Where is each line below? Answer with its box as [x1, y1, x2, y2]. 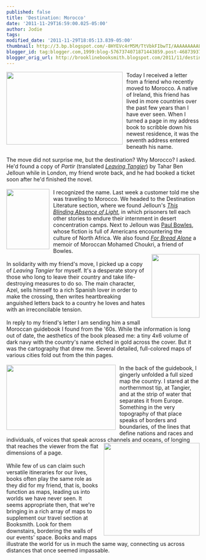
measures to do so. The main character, [34, 279, 135, 287]
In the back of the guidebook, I [119, 364, 197, 371]
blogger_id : [6, 49, 37, 55]
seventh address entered [126, 136, 189, 144]
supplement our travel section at [6, 514, 88, 521]
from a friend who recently [126, 78, 194, 85]
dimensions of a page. [6, 448, 63, 456]
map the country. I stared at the [119, 377, 199, 385]
